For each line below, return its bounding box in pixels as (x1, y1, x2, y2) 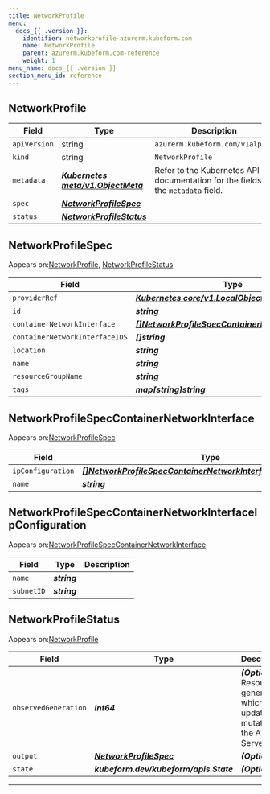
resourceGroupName (12, 372, 83, 381)
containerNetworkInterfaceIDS (12, 333, 129, 342)
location (12, 346, 46, 355)
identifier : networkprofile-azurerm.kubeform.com (22, 34, 193, 43)
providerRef (12, 294, 59, 302)
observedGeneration (12, 703, 87, 712)
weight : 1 (22, 57, 56, 65)
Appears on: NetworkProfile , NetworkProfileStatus (8, 260, 174, 269)
